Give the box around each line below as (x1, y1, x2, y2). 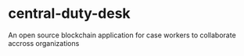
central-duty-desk (8, 5, 131, 23)
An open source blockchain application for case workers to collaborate (8, 30, 236, 40)
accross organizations (8, 38, 80, 47)
